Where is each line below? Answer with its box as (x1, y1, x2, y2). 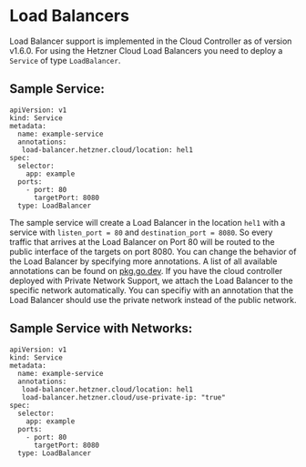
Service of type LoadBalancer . (9, 55, 121, 66)
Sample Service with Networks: (9, 320, 193, 337)
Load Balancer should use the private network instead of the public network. (9, 294, 297, 305)
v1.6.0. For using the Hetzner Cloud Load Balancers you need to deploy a (9, 45, 283, 56)
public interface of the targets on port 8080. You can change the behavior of (9, 246, 297, 257)
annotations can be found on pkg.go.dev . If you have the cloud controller (9, 265, 283, 276)
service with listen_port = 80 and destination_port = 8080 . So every (9, 227, 273, 238)
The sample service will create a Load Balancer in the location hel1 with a (9, 217, 286, 228)
